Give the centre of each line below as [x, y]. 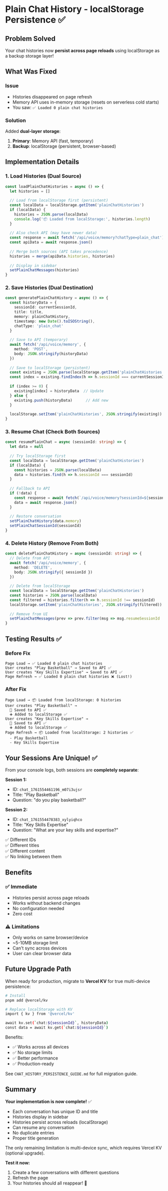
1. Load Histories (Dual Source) [43, 176]
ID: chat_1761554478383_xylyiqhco [47, 819]
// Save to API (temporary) [39, 340]
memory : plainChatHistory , [42, 316]
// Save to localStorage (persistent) [50, 368]
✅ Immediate [21, 887]
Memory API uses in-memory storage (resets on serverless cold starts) [85, 102]
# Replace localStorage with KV [39, 1009]
